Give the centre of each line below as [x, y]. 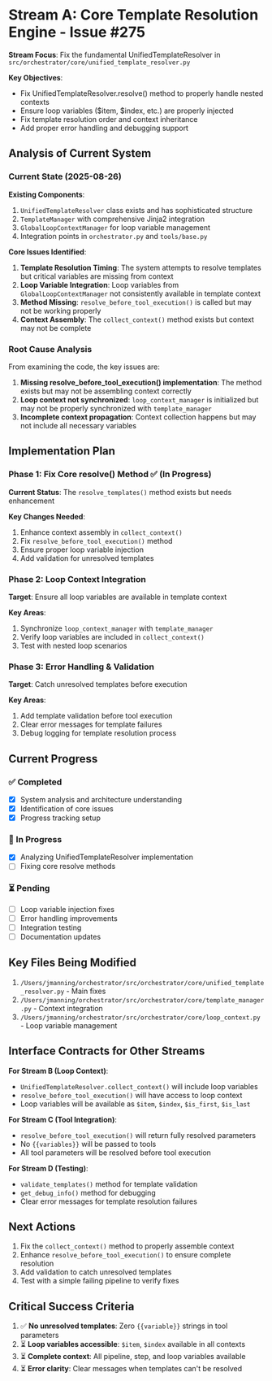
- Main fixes [86, 991]
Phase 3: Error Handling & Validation [81, 667]
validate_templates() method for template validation [109, 1183]
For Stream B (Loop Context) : [58, 1070]
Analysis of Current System [80, 153]
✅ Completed [35, 782]
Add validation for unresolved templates [87, 558]
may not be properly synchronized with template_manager [116, 408]
